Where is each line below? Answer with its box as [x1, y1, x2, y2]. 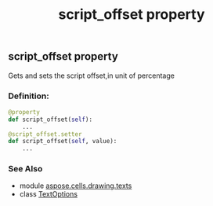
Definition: [8, 90, 49, 101]
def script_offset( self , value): [8, 138, 117, 145]
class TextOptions [19, 189, 78, 199]
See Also [8, 164, 43, 175]
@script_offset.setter [8, 130, 82, 138]
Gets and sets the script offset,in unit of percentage [8, 71, 175, 80]
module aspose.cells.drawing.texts [19, 181, 132, 190]
